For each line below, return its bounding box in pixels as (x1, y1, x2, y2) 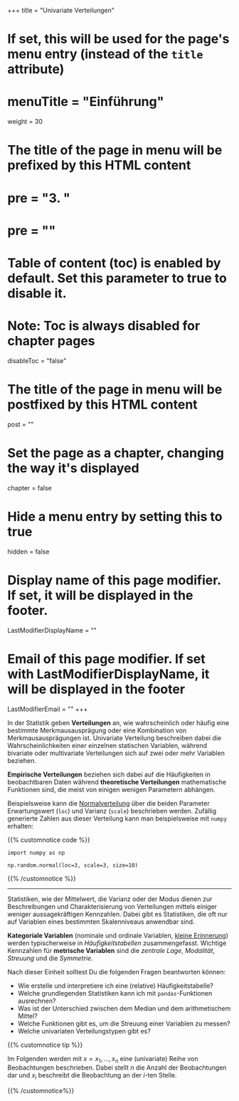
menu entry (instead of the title (7, 46, 203, 63)
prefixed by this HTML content (7, 157, 191, 174)
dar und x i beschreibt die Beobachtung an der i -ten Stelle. (7, 1071, 177, 1081)
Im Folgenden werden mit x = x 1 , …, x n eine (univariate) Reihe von (7, 1054, 198, 1065)
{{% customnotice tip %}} (7, 1041, 83, 1049)
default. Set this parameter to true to (7, 270, 228, 286)
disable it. (7, 285, 67, 301)
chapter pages (7, 333, 95, 349)
